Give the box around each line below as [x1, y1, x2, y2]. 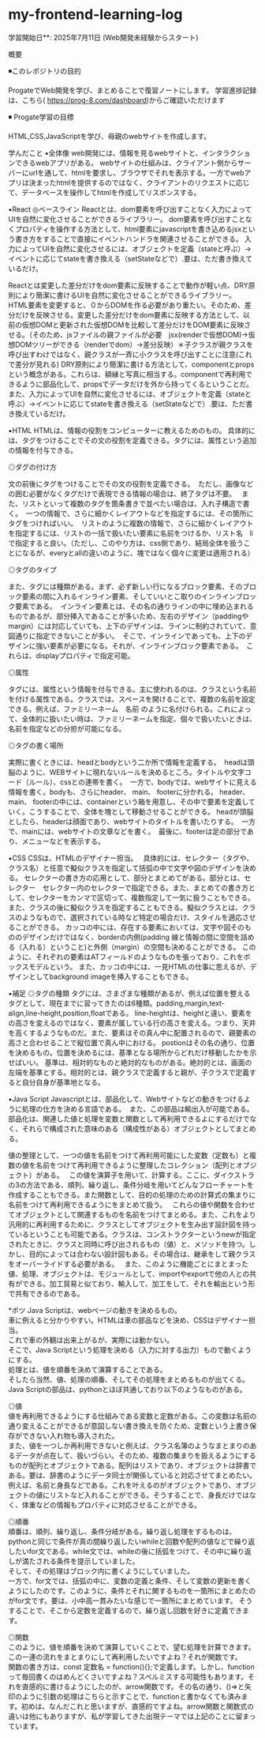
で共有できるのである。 [8, 1288, 84, 1298]
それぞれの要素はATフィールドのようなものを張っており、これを [35, 952, 244, 961]
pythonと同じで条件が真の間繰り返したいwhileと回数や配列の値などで [8, 1537, 235, 1546]
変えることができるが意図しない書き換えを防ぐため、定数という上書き [21, 1420, 250, 1431]
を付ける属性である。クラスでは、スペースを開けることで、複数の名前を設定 [8, 694, 256, 704]
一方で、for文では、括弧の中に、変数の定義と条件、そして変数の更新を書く [8, 1576, 252, 1586]
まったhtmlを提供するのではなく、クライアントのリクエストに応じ [35, 178, 250, 187]
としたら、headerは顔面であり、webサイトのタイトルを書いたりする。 [8, 816, 238, 826]
